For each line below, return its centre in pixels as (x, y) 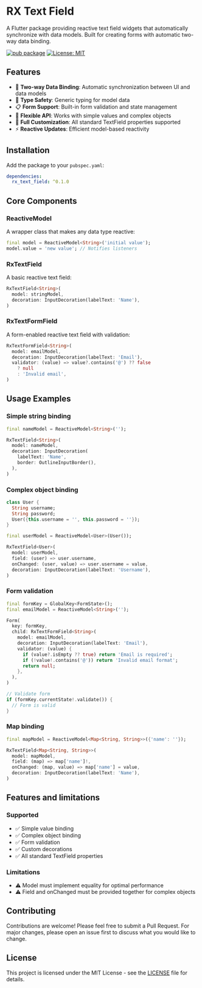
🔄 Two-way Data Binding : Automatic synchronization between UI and (103, 87)
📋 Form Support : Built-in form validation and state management (96, 107)
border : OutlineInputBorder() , (57, 463)
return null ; (39, 666)
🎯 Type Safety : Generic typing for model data (72, 100)
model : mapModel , (34, 756)
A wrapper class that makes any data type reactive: (71, 231)
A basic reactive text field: (39, 278)
